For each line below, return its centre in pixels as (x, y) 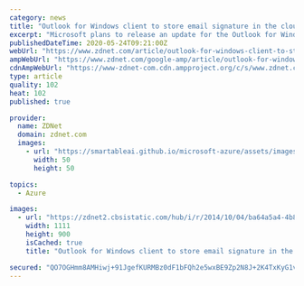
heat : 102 (28, 93)
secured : (26, 267)
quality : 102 (34, 85)
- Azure (32, 193)
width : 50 (52, 160)
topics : (24, 185)
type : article (36, 77)
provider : (28, 118)
